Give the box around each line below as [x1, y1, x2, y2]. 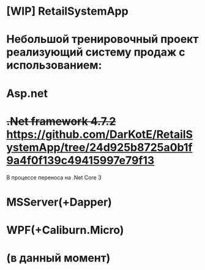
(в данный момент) [6, 251, 111, 265]
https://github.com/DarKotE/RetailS [6, 127, 193, 141]
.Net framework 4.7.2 [6, 114, 116, 128]
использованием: [6, 58, 102, 72]
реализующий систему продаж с [6, 45, 185, 59]
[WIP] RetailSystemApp [6, 4, 129, 18]
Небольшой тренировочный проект [6, 32, 199, 47]
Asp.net [6, 86, 48, 100]
